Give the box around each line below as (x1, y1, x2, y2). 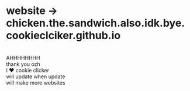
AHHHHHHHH (6, 54, 40, 61)
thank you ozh (6, 60, 41, 68)
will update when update (6, 73, 65, 80)
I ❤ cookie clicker (6, 66, 50, 73)
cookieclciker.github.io (6, 29, 121, 42)
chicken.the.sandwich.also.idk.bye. (6, 16, 185, 30)
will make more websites (6, 79, 65, 86)
